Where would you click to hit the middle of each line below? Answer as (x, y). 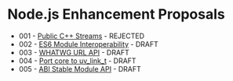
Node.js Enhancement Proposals (116, 14)
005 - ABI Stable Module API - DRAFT (80, 69)
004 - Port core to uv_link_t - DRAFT (77, 61)
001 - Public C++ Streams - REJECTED (82, 36)
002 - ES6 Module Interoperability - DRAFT (88, 44)
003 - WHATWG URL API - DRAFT (74, 52)
